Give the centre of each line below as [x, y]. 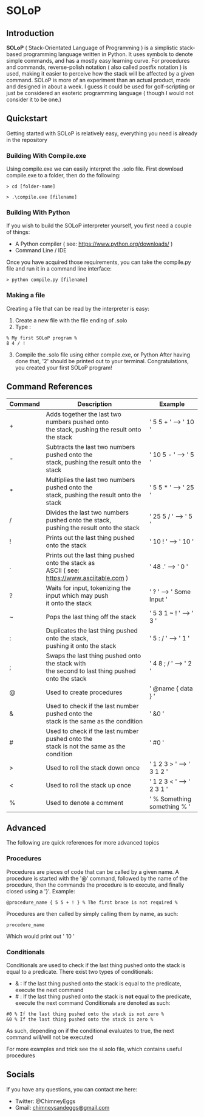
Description [95, 404]
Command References [49, 387]
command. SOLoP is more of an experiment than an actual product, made [98, 80]
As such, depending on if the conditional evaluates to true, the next [90, 1030]
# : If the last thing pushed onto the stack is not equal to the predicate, [103, 996]
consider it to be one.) [34, 99]
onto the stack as [70, 562]
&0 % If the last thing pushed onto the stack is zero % [80, 1019]
